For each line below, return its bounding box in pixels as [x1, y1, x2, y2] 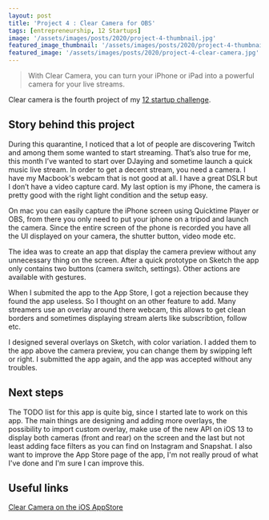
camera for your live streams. [27, 79, 126, 89]
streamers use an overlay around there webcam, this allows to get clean [8, 305, 246, 314]
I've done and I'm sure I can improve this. [8, 458, 145, 468]
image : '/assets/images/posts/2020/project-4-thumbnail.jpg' [8, 34, 217, 42]
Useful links [8, 482, 70, 495]
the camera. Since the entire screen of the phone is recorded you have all [8, 222, 251, 232]
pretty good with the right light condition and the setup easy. [8, 190, 208, 200]
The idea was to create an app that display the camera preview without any [8, 246, 256, 256]
